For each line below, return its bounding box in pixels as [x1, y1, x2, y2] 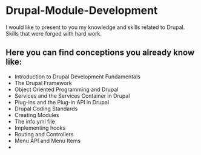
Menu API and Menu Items [14, 137, 81, 144]
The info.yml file [14, 118, 55, 125]
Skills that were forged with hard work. [5, 30, 102, 37]
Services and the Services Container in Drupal [14, 92, 130, 100]
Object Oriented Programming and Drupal [14, 86, 119, 93]
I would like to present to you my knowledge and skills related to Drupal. [5, 24, 185, 31]
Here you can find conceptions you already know [5, 48, 195, 58]
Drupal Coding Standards [14, 105, 78, 112]
